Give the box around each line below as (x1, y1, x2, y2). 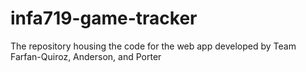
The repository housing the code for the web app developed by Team (10, 40, 297, 52)
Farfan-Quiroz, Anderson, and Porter (10, 50, 162, 62)
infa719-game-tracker (10, 7, 198, 30)
